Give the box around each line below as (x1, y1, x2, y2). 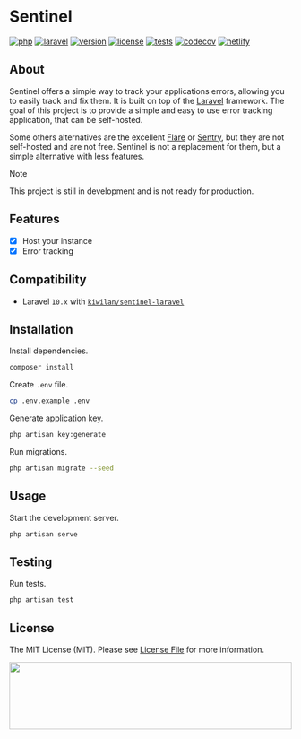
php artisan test (9, 596, 74, 604)
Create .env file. (9, 379, 69, 390)
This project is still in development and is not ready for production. (9, 186, 254, 196)
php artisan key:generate (9, 430, 106, 439)
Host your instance (21, 235, 92, 246)
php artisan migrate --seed (9, 464, 115, 473)
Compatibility (9, 272, 87, 288)
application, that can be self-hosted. (9, 114, 143, 125)
